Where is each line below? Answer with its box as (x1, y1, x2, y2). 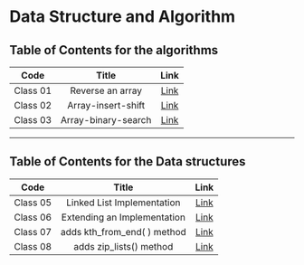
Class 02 (14, 99, 52, 111)
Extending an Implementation (61, 211, 185, 223)
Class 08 (14, 240, 52, 252)
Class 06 (14, 211, 52, 223)
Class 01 (14, 84, 52, 97)
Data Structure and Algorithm (9, 6, 236, 27)
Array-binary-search (60, 114, 152, 126)
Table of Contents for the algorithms (9, 43, 219, 58)
